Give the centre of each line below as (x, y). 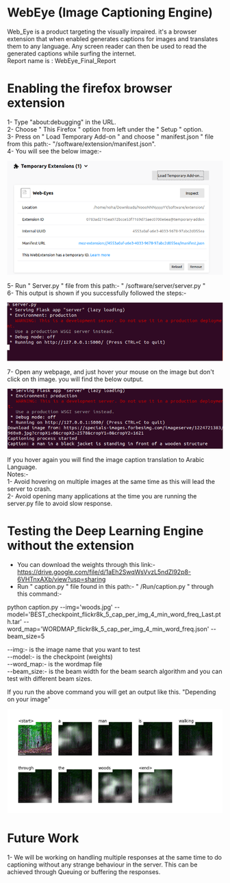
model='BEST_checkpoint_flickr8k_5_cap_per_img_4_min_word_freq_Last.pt (114, 614)
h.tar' (15, 621)
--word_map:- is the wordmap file (55, 664)
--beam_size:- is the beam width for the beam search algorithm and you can (115, 671)
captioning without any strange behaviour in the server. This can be (102, 864)
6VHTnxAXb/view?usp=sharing (61, 579)
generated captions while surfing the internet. (72, 53)
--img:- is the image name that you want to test (74, 649)
